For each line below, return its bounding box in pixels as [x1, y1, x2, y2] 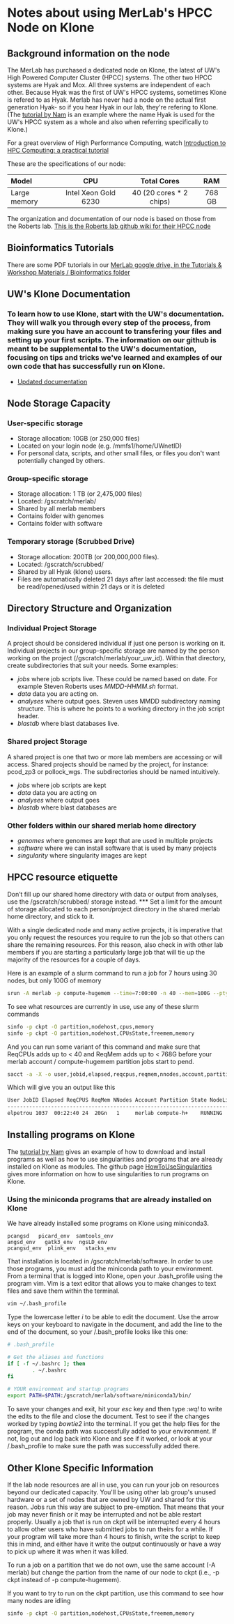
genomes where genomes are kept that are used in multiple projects [17, 837, 214, 845]
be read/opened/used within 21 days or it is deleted [17, 582, 165, 591]
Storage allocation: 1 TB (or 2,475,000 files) [17, 490, 143, 498]
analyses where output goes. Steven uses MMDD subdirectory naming [17, 697, 221, 706]
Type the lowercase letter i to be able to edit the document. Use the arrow [7, 1312, 219, 1321]
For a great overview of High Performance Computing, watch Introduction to [7, 139, 226, 147]
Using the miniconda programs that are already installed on [7, 1194, 212, 1204]
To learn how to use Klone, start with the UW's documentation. [7, 309, 224, 319]
